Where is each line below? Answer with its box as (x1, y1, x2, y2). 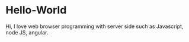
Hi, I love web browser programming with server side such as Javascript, (5, 23, 184, 30)
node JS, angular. (5, 29, 49, 36)
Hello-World (5, 3, 67, 17)
